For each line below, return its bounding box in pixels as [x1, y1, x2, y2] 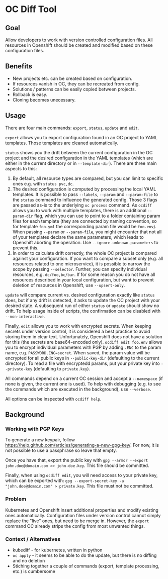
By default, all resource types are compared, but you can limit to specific [12, 175, 163, 181]
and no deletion [12, 557, 45, 563]
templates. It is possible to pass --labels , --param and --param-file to [12, 191, 158, 197]
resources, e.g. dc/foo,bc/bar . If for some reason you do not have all [12, 271, 155, 277]
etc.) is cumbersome [12, 568, 55, 574]
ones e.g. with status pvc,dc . [12, 180, 74, 186]
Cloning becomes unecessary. [12, 96, 76, 103]
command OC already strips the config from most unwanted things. [5, 523, 145, 529]
